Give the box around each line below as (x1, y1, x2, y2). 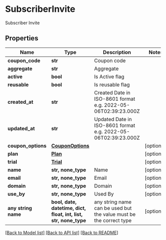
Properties (5, 34, 39, 42)
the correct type (94, 217, 132, 224)
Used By (94, 190, 114, 197)
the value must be (94, 211, 136, 218)
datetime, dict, (51, 204, 86, 211)
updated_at (7, 125, 35, 132)
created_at (7, 98, 34, 105)
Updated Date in (94, 116, 132, 122)
